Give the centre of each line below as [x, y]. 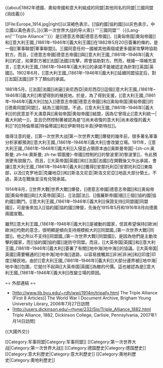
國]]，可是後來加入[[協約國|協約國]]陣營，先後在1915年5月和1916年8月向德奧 [81, 207]
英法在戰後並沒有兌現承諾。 [41, 179]
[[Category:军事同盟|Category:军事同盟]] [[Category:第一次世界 [69, 342]
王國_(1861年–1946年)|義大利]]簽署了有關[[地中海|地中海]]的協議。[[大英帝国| [82, 248]
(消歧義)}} [15, 14]
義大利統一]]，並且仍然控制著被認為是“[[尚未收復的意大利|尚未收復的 [74, 120]
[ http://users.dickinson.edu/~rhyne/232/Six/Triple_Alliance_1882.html [81, 309]
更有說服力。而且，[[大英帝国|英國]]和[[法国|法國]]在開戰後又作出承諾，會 [83, 161]
